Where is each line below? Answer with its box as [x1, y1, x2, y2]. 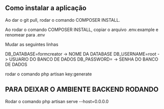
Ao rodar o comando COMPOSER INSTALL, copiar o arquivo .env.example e [5, 27, 159, 33]
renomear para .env [5, 32, 45, 37]
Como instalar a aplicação [5, 4, 87, 12]
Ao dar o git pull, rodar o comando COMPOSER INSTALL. [5, 17, 121, 23]
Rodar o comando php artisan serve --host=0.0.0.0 [5, 98, 109, 104]
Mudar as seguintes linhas [5, 41, 59, 47]
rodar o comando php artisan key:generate [5, 71, 92, 77]
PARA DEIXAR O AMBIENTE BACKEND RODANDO [5, 85, 159, 94]
